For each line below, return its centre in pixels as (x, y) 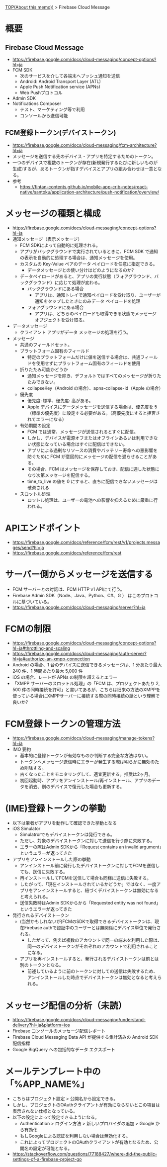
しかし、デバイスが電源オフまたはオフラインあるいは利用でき (90, 438)
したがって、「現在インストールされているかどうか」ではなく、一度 (88, 884)
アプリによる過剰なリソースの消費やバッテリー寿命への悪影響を (92, 450)
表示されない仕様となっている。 (45, 1111)
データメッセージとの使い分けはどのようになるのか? (81, 270)
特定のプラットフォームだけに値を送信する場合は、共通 (84, 357)
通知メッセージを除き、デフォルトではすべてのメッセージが (88, 375)
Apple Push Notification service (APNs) (60, 87)
